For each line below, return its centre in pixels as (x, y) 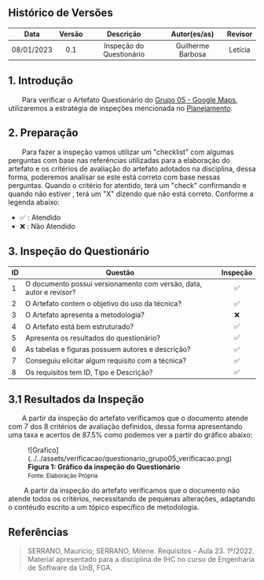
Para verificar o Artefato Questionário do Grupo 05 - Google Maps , (130, 100)
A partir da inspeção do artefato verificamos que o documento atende (136, 418)
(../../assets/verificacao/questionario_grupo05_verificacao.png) (130, 459)
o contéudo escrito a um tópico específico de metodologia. (104, 508)
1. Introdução (40, 81)
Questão (120, 272)
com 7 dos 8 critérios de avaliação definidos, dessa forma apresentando (125, 427)
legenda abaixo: (34, 202)
